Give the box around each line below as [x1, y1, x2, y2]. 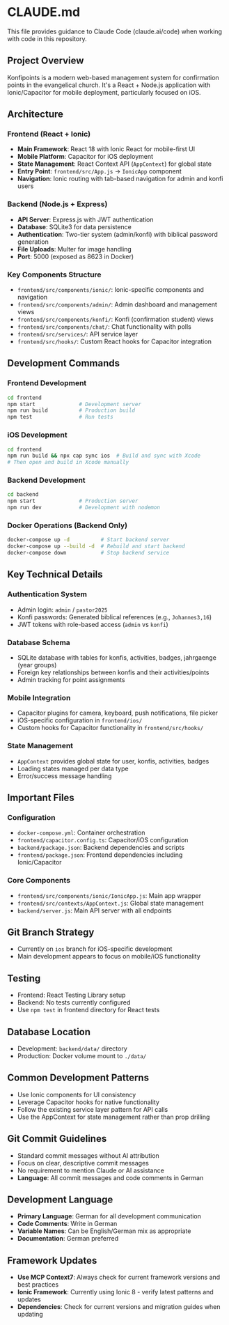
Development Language [7, 1194, 113, 1205]
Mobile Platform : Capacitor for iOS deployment [17, 153, 154, 161]
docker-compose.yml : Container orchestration [17, 828, 145, 837]
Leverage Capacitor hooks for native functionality [17, 1098, 160, 1106]
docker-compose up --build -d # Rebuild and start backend [7, 543, 186, 550]
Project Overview [7, 55, 84, 67]
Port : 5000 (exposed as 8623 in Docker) [17, 252, 134, 261]
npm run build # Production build [7, 407, 136, 414]
